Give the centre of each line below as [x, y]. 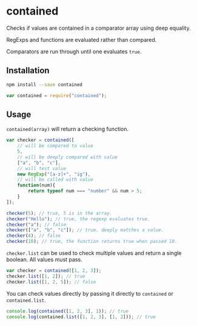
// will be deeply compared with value [68, 157]
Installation [28, 71]
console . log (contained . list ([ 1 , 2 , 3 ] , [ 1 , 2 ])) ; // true [81, 317]
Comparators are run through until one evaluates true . [74, 51]
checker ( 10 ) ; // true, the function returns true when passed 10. [92, 242]
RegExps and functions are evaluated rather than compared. [82, 39]
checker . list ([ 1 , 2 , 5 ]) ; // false [51, 282]
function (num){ [36, 185]
